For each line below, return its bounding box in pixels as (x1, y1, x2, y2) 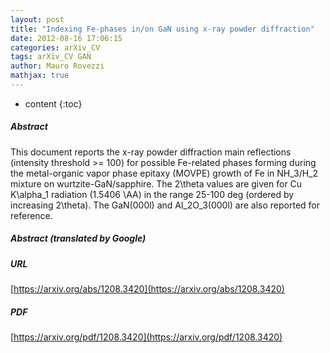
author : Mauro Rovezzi (10, 61, 105, 71)
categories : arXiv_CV (10, 42, 101, 53)
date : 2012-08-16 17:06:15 (10, 33, 123, 43)
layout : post (10, 14, 65, 25)
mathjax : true (10, 71, 70, 81)
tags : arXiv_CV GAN (10, 52, 92, 62)
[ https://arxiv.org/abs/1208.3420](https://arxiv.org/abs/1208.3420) (10, 283, 285, 295)
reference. (10, 209, 53, 221)
